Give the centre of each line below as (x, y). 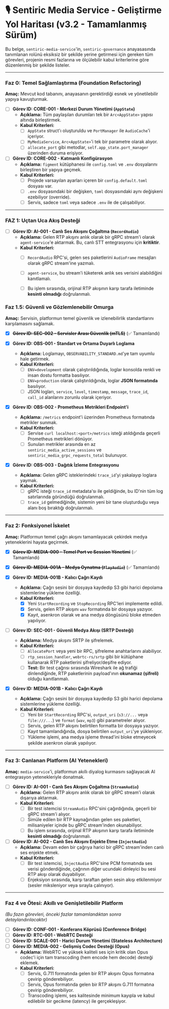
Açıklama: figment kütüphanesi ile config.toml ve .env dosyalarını (89, 164)
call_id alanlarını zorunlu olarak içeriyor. (70, 397)
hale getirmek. (35, 359)
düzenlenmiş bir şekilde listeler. (38, 65)
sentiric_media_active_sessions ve (64, 450)
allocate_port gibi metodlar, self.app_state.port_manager (88, 148)
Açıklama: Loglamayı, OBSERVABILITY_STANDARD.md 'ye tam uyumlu (87, 353)
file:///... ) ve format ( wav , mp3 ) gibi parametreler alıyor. (87, 720)
